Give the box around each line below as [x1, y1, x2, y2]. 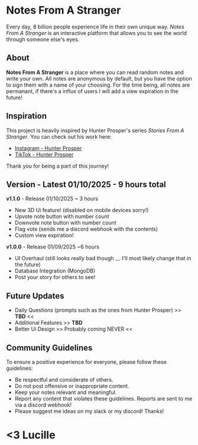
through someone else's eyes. [6, 36, 80, 43]
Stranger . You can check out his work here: [6, 133, 112, 140]
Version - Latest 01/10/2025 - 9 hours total [6, 179, 167, 190]
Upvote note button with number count [14, 213, 109, 220]
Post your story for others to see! [14, 274, 96, 281]
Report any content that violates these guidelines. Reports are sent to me [14, 395, 193, 402]
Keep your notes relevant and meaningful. [14, 389, 117, 396]
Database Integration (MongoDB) [14, 267, 96, 274]
